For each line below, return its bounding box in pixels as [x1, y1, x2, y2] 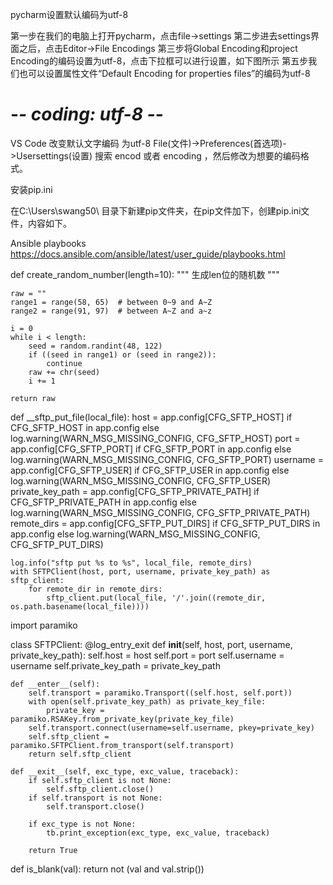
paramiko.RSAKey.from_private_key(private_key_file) [10, 714, 235, 724]
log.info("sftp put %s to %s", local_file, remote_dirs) [10, 558, 253, 568]
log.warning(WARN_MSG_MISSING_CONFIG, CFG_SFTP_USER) [10, 474, 272, 487]
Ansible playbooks [10, 237, 87, 249]
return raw [10, 393, 56, 403]
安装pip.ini [10, 183, 53, 195]
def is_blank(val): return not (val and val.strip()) [10, 863, 205, 875]
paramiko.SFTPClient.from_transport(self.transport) [10, 740, 235, 750]
